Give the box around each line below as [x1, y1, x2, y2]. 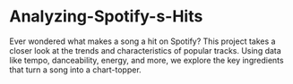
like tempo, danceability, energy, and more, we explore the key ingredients [9, 55, 284, 65]
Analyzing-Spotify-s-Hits [9, 6, 203, 27]
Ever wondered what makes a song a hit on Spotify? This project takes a [9, 36, 276, 46]
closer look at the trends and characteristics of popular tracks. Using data [9, 45, 282, 55]
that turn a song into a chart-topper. [9, 64, 142, 75]
